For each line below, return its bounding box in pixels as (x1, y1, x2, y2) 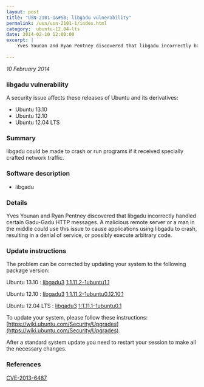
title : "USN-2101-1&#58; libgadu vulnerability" (6, 15, 132, 21)
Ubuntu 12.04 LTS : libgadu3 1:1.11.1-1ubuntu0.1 (6, 302, 122, 310)
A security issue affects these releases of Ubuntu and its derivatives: (6, 94, 178, 101)
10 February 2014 (6, 65, 50, 72)
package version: (6, 267, 50, 274)
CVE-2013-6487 (6, 374, 47, 382)
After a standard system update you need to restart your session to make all (6, 338, 196, 346)
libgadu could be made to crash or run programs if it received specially (6, 148, 184, 155)
